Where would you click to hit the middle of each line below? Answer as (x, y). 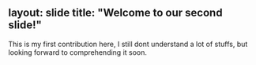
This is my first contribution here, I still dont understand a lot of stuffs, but (128, 44)
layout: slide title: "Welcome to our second (115, 13)
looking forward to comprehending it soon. (78, 52)
